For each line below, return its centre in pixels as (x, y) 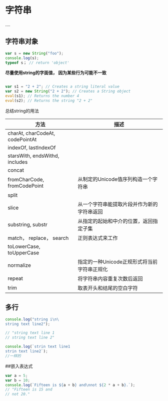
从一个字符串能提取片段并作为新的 (117, 204)
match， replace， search (38, 238)
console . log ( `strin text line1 (38, 347)
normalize (19, 265)
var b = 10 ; (17, 380)
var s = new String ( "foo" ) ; (34, 53)
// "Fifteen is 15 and (29, 389)
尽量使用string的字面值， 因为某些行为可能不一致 (56, 73)
